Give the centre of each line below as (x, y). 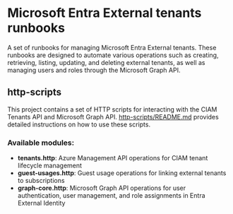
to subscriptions (41, 181)
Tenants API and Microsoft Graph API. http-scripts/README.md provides (113, 117)
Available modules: (41, 143)
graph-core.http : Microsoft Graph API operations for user (102, 188)
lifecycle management (50, 166)
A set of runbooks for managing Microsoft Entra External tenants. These (112, 47)
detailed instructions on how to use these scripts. (79, 124)
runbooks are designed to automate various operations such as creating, (113, 55)
